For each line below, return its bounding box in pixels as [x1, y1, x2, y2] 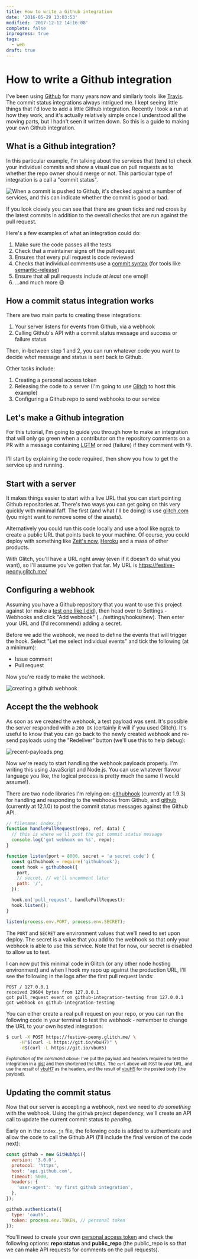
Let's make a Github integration [6, 413, 124, 423]
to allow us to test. [6, 948, 51, 956]
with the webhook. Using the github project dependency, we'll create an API [6, 1109, 192, 1117]
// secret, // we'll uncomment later [17, 875, 110, 881]
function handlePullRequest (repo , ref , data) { [6, 826, 126, 832]
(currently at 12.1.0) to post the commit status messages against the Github [6, 803, 188, 810]
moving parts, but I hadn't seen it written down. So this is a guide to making [6, 118, 190, 125]
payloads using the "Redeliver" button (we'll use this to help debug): [20, 737, 186, 744]
